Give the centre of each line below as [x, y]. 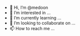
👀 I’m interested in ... [30, 13]
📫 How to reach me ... [32, 28]
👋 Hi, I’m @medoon [29, 8]
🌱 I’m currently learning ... [35, 18]
